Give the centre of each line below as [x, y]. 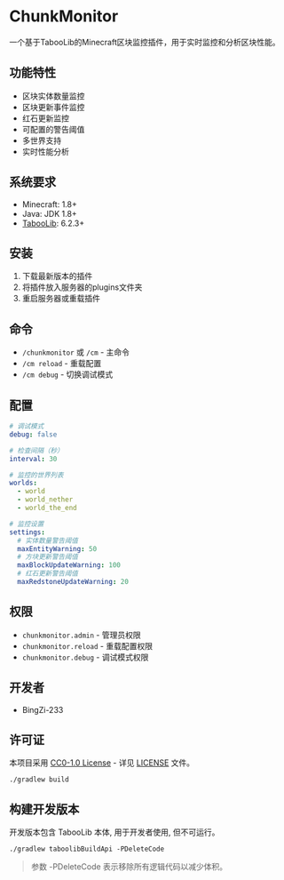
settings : [28, 532]
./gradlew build [39, 780]
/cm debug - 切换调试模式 [67, 374]
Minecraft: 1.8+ [49, 204]
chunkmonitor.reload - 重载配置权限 [87, 645]
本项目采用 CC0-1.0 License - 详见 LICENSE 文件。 [102, 763]
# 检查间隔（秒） [36, 451]
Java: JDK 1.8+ [49, 213]
